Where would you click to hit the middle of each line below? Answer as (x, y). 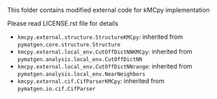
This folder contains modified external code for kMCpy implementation (108, 10)
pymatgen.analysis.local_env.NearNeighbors (81, 74)
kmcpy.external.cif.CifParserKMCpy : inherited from (91, 81)
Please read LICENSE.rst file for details (63, 23)
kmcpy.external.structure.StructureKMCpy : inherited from (100, 37)
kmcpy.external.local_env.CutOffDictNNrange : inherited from (105, 66)
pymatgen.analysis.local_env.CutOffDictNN (80, 60)
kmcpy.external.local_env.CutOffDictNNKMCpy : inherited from (105, 52)
